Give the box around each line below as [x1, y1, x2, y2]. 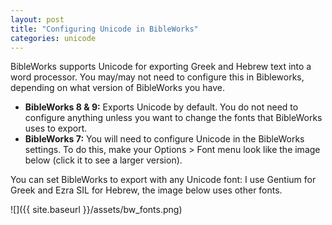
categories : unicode [10, 33, 97, 43]
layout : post [10, 14, 65, 25]
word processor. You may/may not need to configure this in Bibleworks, [10, 71, 305, 83]
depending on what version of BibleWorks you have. [10, 82, 226, 94]
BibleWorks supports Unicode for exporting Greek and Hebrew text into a [10, 61, 312, 73]
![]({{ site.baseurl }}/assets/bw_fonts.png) [10, 204, 183, 216]
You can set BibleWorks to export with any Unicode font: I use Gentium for [10, 174, 317, 186]
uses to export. [24, 122, 88, 135]
